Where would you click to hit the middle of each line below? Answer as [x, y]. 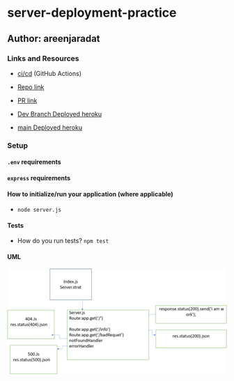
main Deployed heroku [49, 127]
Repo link [31, 87]
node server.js [39, 210]
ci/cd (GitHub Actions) [49, 73]
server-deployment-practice [92, 13]
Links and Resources [43, 59]
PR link [27, 100]
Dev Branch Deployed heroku [60, 114]
